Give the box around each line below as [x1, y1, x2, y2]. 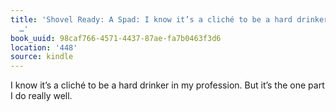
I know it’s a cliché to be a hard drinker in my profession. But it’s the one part [10, 79, 325, 91]
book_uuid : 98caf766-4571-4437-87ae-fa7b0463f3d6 [10, 33, 222, 43]
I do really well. [10, 90, 73, 102]
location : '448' [10, 42, 78, 53]
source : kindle [10, 52, 74, 62]
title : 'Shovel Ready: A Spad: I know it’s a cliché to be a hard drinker [10, 14, 329, 25]
